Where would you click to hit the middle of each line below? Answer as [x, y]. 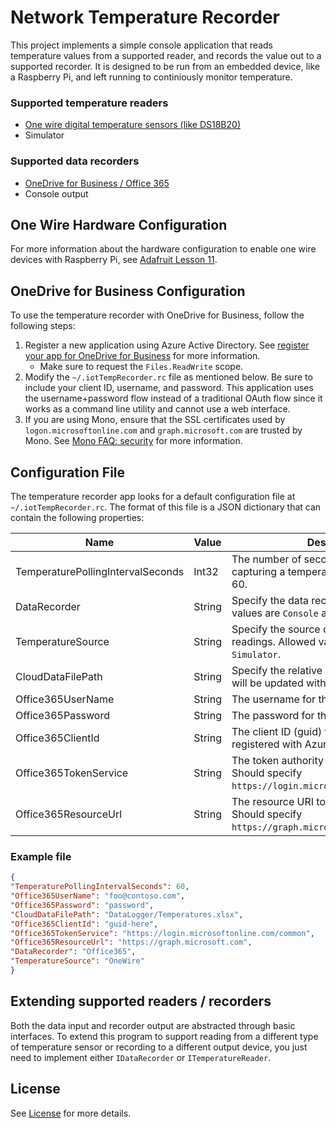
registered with [267, 744]
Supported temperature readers [89, 103]
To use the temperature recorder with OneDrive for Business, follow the [157, 315]
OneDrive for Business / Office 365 [97, 183]
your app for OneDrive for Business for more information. [142, 356]
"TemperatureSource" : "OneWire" [77, 961]
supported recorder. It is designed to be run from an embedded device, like [165, 66]
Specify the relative [277, 670]
